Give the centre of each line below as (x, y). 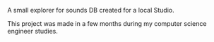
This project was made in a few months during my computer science (107, 23)
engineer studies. (33, 31)
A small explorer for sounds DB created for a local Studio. (91, 10)
